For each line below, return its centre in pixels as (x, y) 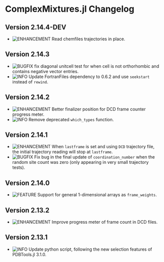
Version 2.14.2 (27, 97)
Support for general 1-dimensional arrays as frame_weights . (97, 195)
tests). (19, 167)
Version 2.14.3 (27, 54)
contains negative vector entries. (45, 71)
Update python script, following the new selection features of (90, 249)
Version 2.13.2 (27, 210)
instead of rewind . (30, 81)
